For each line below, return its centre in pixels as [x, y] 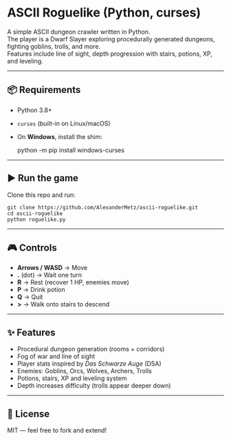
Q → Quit [30, 297]
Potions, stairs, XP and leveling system [72, 378]
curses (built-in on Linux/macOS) [64, 123]
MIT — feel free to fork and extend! [57, 430]
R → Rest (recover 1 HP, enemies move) [73, 282]
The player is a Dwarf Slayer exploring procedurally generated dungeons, [111, 39]
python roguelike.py [37, 219]
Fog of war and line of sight [56, 357]
